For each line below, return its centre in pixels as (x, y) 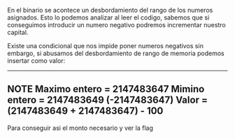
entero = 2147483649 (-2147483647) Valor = (108, 100)
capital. (18, 32)
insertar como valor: (36, 61)
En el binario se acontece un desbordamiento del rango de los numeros (110, 10)
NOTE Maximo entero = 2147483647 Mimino (106, 89)
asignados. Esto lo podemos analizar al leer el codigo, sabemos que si (108, 17)
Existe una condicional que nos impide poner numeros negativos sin (106, 46)
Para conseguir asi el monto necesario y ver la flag (80, 128)
